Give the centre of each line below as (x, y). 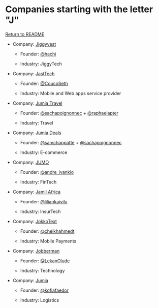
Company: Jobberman (36, 251)
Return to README (25, 34)
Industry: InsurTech (40, 211)
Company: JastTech (34, 73)
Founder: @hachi (38, 54)
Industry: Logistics (40, 300)
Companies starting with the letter (79, 9)
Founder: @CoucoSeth (44, 83)
